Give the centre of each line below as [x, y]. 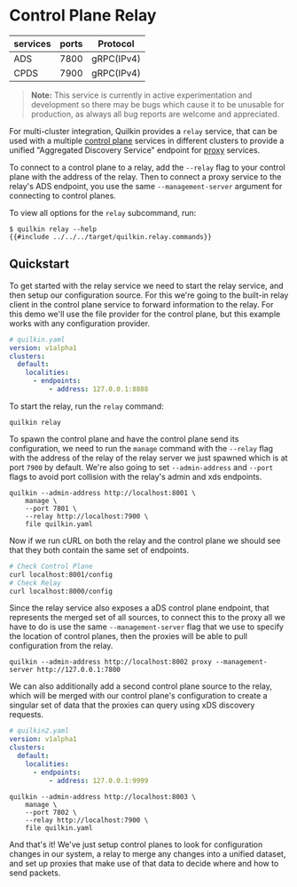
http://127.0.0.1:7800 [79, 670]
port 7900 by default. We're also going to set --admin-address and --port [141, 467]
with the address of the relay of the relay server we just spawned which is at [148, 458]
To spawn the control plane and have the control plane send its [124, 439]
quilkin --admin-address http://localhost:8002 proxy [111, 662]
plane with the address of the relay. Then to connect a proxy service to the [145, 176]
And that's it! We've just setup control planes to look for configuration [136, 844]
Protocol [116, 44]
